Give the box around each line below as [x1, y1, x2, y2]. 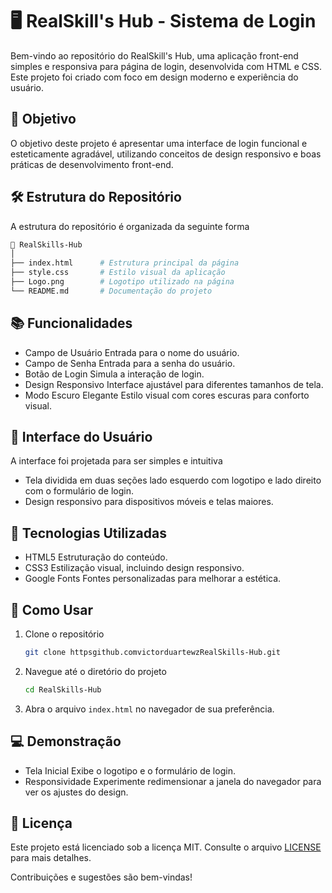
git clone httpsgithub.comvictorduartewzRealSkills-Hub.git [24, 648, 281, 658]
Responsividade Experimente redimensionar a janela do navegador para [24, 775, 322, 787]
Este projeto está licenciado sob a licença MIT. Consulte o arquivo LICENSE [10, 841, 322, 853]
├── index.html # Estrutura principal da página [10, 258, 240, 268]
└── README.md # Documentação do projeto [10, 286, 213, 296]
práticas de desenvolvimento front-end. [10, 158, 174, 170]
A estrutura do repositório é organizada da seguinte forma [10, 220, 250, 232]
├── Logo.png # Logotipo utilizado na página [10, 277, 235, 287]
